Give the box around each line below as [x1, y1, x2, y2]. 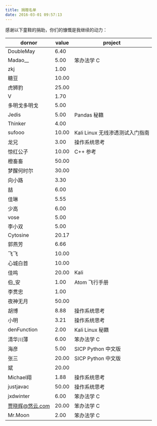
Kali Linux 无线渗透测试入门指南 [74, 129, 149, 136]
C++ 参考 [74, 148, 97, 155]
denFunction [8, 326, 38, 333]
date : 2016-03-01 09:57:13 [5, 12, 62, 17]
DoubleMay [8, 48, 35, 55]
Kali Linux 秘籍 [74, 326, 109, 333]
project [103, 39, 121, 46]
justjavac [8, 383, 29, 390]
